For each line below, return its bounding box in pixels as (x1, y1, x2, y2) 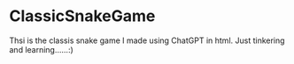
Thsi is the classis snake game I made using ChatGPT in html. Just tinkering (9, 35, 285, 46)
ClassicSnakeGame (9, 6, 156, 26)
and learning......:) (9, 44, 73, 54)
